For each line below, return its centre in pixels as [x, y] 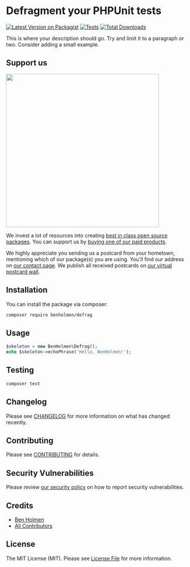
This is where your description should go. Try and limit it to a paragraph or [95, 38]
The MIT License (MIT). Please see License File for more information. [89, 558]
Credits [20, 505]
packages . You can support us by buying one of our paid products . [87, 242]
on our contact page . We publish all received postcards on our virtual [89, 265]
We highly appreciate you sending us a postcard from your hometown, [91, 253]
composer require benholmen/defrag [49, 315]
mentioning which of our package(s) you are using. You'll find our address [95, 259]
